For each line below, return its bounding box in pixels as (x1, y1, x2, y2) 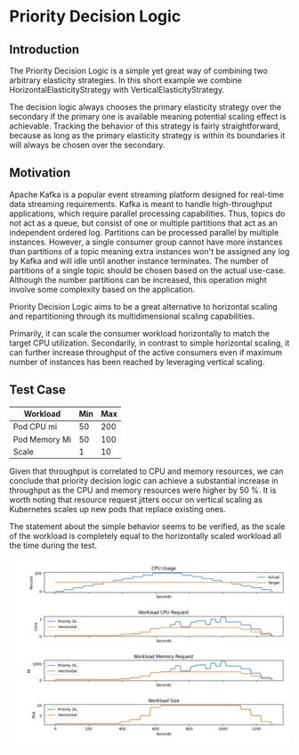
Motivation (9, 165, 71, 180)
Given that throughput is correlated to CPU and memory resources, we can (9, 466, 284, 477)
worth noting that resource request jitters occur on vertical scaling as (9, 494, 263, 505)
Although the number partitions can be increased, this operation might (9, 274, 267, 285)
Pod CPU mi (12, 421, 58, 432)
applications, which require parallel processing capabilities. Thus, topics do (9, 208, 286, 219)
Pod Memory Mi (12, 434, 72, 444)
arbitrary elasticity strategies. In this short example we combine (9, 75, 242, 86)
